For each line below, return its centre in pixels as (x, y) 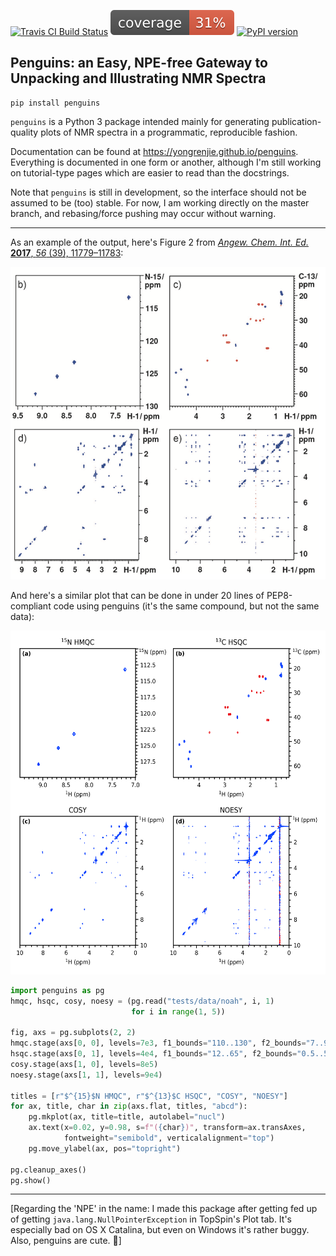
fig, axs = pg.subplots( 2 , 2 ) (73, 1033)
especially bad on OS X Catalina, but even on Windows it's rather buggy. (160, 1230)
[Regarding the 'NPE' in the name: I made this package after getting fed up (164, 1209)
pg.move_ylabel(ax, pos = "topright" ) (105, 1148)
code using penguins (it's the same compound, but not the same (186, 606)
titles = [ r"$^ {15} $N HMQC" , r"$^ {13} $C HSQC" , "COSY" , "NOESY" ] (149, 1096)
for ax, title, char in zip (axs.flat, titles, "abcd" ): (129, 1106)
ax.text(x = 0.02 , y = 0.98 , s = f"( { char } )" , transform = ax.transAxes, (167, 1128)
